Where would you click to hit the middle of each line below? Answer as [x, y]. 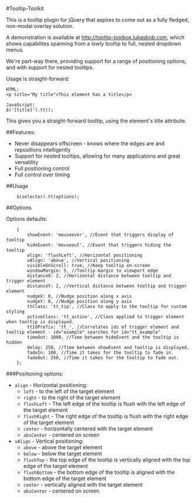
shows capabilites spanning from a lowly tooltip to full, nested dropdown [94, 44]
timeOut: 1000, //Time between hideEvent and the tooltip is [103, 337]
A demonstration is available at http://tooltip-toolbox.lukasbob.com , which [95, 37]
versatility [26, 162]
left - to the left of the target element [69, 391]
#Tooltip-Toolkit [25, 8]
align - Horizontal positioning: [51, 385]
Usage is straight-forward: [38, 79]
